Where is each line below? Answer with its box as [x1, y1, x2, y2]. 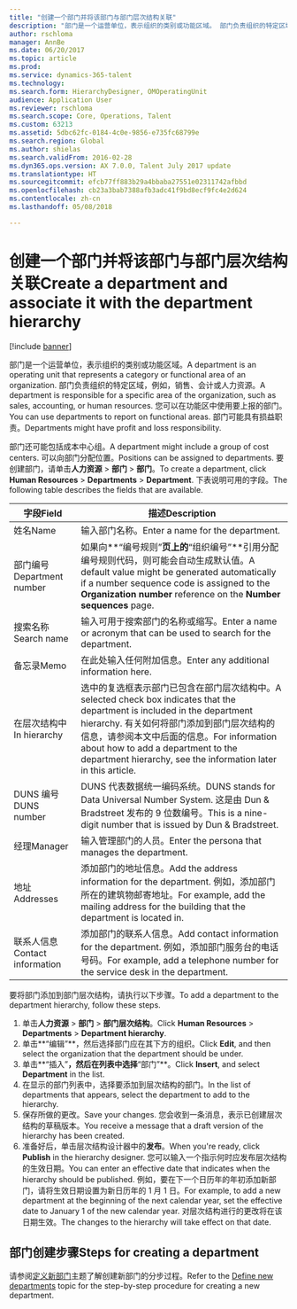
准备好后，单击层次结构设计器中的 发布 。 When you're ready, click [21, 1141, 261, 1151]
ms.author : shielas [9, 144, 81, 153]
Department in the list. [21, 1069, 105, 1079]
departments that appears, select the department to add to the [21, 1089, 250, 1100]
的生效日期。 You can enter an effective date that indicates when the [21, 1163, 270, 1173]
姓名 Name [13, 524, 57, 536]
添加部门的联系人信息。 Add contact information [80, 927, 279, 939]
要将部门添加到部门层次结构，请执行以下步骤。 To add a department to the [9, 989, 279, 1000]
